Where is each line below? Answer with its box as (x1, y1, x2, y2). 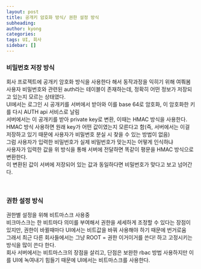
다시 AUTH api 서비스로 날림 (12, 108, 80, 116)
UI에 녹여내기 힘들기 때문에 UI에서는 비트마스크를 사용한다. (12, 256, 150, 264)
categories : (6, 31, 36, 37)
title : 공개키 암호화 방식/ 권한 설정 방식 (6, 14, 99, 20)
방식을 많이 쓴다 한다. (6, 241, 56, 249)
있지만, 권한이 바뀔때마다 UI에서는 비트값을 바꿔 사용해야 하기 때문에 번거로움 (6, 226, 187, 233)
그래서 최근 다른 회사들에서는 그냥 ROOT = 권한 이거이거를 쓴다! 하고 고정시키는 (6, 234, 193, 241)
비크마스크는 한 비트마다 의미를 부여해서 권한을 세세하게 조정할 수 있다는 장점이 (6, 219, 191, 226)
